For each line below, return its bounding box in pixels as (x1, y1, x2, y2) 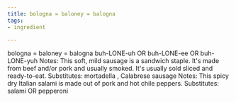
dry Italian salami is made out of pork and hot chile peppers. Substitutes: (7, 79, 220, 88)
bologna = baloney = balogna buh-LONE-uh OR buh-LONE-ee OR (7, 49, 199, 57)
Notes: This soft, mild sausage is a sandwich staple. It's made (38, 57, 220, 65)
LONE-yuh (7, 57, 38, 65)
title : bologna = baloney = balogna (7, 10, 116, 18)
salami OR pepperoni (7, 86, 69, 96)
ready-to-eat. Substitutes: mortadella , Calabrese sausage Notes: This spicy (7, 72, 229, 80)
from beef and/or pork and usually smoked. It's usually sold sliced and (7, 64, 213, 73)
